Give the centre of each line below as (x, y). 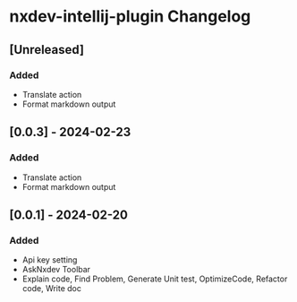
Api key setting (50, 260)
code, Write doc (52, 289)
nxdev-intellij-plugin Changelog (130, 17)
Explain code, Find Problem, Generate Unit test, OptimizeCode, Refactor (155, 279)
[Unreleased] (47, 50)
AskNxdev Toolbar (56, 270)
